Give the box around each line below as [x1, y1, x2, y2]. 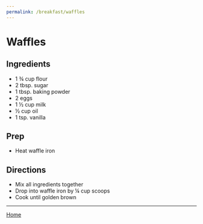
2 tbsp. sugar [14, 81, 48, 88]
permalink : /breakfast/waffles [6, 8, 85, 15]
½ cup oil [14, 107, 38, 114]
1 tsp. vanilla [14, 113, 46, 121]
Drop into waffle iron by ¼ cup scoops [14, 187, 111, 194]
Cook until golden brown [14, 194, 77, 201]
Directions [6, 165, 47, 175]
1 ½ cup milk [14, 100, 47, 108]
